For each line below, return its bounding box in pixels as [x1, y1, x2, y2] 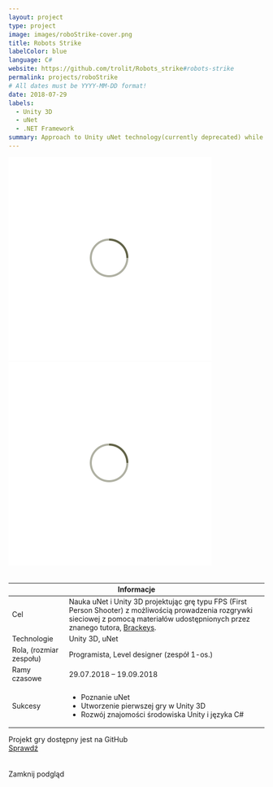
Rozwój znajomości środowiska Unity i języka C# [80, 709, 245, 719]
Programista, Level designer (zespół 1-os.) [68, 649, 214, 659]
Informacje [117, 584, 156, 594]
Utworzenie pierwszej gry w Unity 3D [80, 701, 206, 710]
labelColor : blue [8, 47, 67, 56]
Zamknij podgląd [8, 769, 65, 779]
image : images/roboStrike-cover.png [8, 30, 132, 38]
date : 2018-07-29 [8, 90, 67, 98]
